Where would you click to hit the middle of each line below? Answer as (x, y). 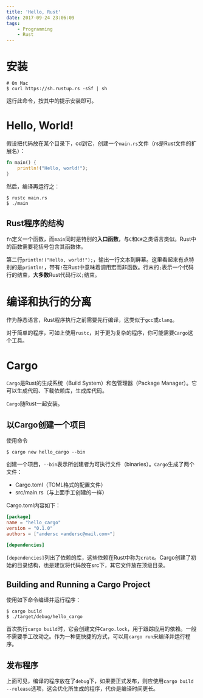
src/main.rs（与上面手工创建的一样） (61, 493)
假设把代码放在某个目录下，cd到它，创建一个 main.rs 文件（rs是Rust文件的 (99, 143)
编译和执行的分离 (49, 302)
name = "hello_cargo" (34, 522)
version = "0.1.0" (29, 528)
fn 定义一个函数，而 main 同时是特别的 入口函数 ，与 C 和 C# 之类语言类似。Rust (99, 239)
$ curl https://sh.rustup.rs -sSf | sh (57, 89)
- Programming (35, 29)
